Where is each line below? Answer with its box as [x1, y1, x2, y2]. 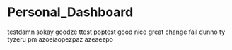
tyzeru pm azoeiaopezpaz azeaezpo [7, 35, 113, 43]
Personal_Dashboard [7, 4, 134, 20]
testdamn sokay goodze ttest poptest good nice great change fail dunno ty [7, 27, 226, 36]
